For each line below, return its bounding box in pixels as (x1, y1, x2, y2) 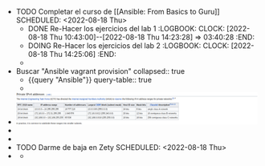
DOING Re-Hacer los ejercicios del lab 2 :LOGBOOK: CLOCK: (27, 41, 230, 51)
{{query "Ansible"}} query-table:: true (27, 75, 153, 84)
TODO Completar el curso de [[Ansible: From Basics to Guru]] (15, 7, 220, 16)
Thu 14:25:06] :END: (49, 50, 116, 59)
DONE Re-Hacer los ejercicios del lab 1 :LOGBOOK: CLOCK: (27, 24, 225, 33)
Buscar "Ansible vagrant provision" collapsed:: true (15, 67, 185, 75)
